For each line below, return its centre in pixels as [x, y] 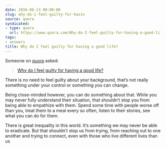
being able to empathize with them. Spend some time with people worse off [82, 105]
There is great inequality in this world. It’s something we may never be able [81, 125]
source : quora [20, 19]
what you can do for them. [32, 116]
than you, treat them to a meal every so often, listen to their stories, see [78, 110]
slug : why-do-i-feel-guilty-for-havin [45, 14]
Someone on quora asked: [32, 60]
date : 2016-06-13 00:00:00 [33, 10]
